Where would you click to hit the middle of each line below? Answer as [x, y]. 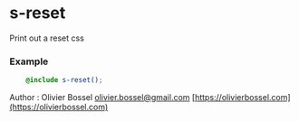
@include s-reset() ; [64, 80]
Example [29, 61]
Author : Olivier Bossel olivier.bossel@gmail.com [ [102, 98]
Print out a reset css [47, 38]
